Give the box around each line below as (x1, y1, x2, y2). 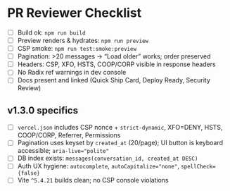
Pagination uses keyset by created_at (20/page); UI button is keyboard (17, 139, 224, 147)
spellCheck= (180, 164, 216, 171)
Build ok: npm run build (17, 28, 86, 37)
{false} (17, 170, 40, 177)
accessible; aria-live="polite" (17, 147, 110, 155)
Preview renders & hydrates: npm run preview (17, 37, 149, 44)
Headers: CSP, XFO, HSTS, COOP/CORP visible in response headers (17, 60, 216, 68)
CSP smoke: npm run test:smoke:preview (17, 44, 137, 53)
